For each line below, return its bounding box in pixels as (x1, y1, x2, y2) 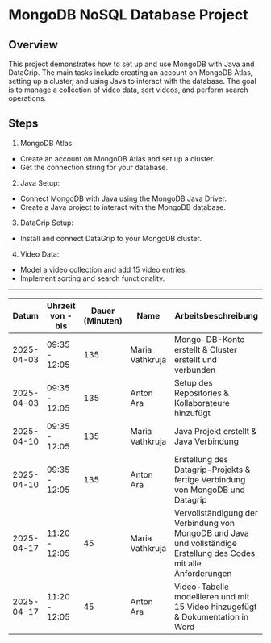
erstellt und (173, 353, 218, 365)
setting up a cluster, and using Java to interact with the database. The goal (8, 77, 256, 86)
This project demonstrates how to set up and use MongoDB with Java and (8, 59, 255, 69)
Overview (8, 38, 59, 52)
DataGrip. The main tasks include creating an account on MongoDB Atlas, (8, 68, 253, 77)
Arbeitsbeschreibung (174, 310, 259, 321)
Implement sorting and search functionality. (19, 273, 165, 283)
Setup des (173, 377, 213, 388)
